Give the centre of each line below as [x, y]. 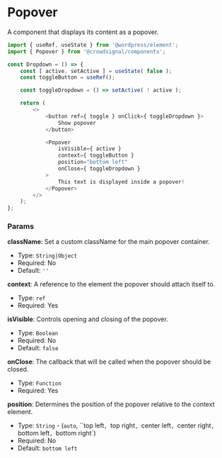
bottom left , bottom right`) [57, 433]
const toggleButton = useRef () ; [68, 78]
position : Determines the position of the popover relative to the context [111, 404]
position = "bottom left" [93, 162]
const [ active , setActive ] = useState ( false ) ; [96, 71]
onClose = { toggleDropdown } [99, 169]
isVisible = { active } [89, 149]
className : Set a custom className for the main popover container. [109, 242]
